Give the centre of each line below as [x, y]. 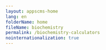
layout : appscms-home [32, 11]
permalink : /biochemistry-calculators [53, 33]
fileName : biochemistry [35, 27]
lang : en [16, 17]
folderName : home [27, 22]
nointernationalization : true [42, 38]
